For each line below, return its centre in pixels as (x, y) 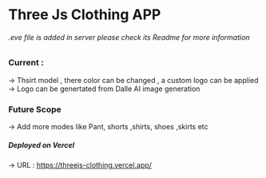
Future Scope (35, 109)
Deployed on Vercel (42, 144)
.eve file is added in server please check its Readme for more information (129, 37)
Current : (26, 63)
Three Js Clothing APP (85, 15)
